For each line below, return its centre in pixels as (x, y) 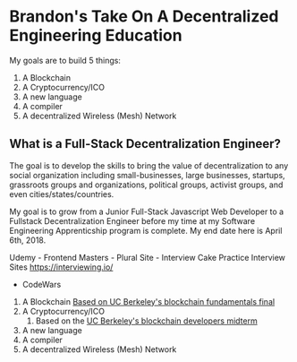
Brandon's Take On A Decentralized (144, 17)
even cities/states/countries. (62, 194)
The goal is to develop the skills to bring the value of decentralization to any (149, 165)
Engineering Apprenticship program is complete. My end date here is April (146, 230)
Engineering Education (96, 35)
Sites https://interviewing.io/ (61, 267)
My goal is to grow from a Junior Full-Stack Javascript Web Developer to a (147, 211)
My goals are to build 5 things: (65, 60)
